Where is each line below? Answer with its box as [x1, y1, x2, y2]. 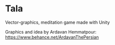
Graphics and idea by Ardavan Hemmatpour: [5, 29, 97, 35]
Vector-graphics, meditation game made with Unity [5, 19, 110, 25]
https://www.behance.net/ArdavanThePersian [5, 34, 99, 40]
